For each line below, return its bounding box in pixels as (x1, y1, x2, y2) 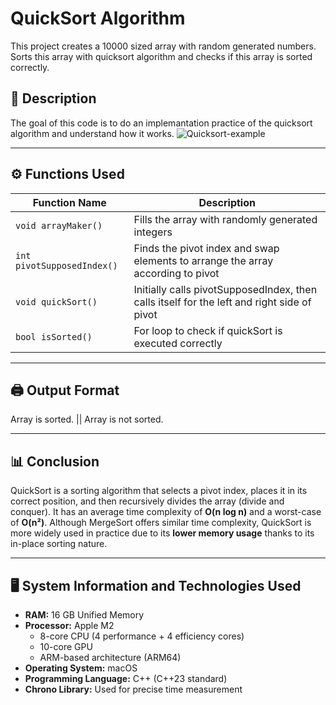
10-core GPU (39, 641, 93, 652)
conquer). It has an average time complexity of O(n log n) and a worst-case (10, 506, 322, 518)
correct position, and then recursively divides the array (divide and (10, 495, 285, 507)
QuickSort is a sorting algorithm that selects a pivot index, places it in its (10, 485, 308, 497)
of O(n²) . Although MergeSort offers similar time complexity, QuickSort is (10, 517, 312, 529)
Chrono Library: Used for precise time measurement (24, 683, 243, 695)
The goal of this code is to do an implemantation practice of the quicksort (10, 117, 313, 129)
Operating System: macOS (24, 662, 138, 674)
